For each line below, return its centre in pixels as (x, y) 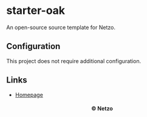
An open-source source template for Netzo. (61, 27)
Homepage (29, 95)
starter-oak (36, 11)
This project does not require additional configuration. (74, 61)
